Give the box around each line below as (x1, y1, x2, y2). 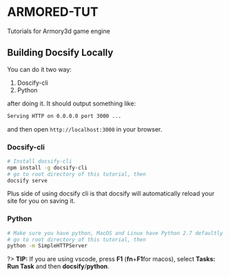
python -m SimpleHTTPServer (7, 243, 88, 249)
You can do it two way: (7, 65, 72, 73)
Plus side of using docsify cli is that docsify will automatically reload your (7, 189, 215, 198)
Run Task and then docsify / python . (7, 263, 109, 271)
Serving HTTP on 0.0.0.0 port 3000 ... (7, 112, 122, 119)
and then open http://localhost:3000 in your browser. (7, 125, 163, 133)
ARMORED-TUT (7, 4, 98, 20)
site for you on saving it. (7, 197, 76, 205)
